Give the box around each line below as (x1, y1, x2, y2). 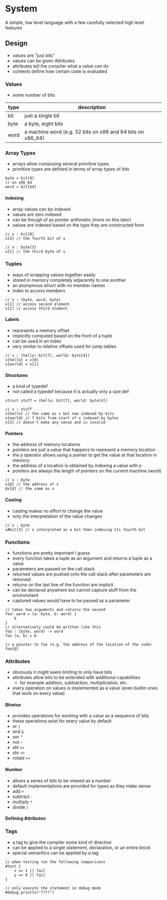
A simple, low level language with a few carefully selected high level (5, 19, 144, 25)
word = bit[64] (5, 185, 37, 190)
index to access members (12, 287, 66, 294)
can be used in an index (12, 338, 62, 344)
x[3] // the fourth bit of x (5, 236, 66, 241)
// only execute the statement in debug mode (5, 886, 101, 891)
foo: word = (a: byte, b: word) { (5, 611, 77, 616)
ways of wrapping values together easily (12, 272, 96, 278)
